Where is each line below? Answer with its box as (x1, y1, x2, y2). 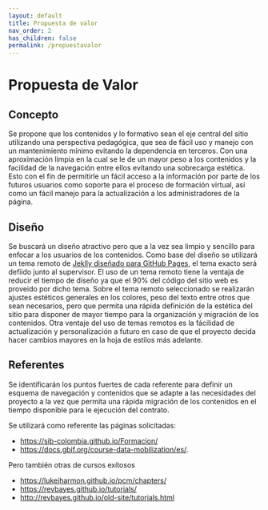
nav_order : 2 (8, 26, 52, 34)
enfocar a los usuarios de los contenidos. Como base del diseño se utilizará (8, 250, 258, 259)
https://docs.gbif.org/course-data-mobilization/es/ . (19, 444, 189, 454)
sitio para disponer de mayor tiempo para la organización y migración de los (8, 309, 259, 319)
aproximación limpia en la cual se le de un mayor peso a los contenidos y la (8, 155, 257, 164)
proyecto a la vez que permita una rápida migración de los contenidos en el (8, 396, 257, 406)
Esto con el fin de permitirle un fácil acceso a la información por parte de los (8, 171, 260, 181)
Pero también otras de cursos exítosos (8, 460, 136, 469)
